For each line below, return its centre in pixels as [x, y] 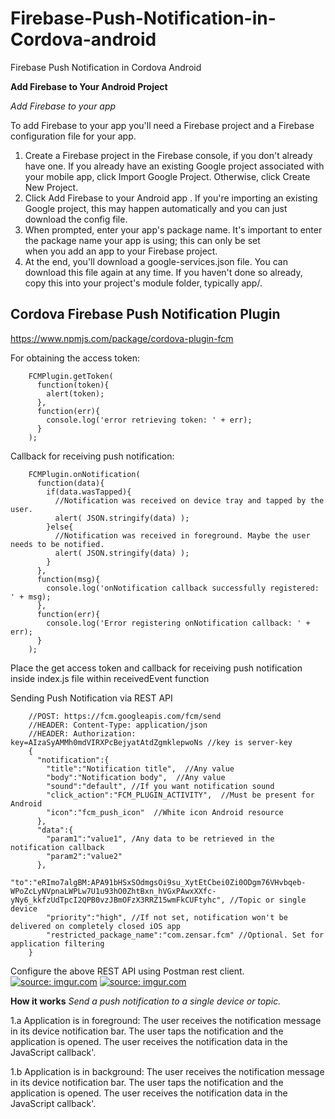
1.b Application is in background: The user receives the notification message [167, 1071]
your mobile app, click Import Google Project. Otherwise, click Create [167, 176]
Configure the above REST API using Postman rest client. [127, 971]
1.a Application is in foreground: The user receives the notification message [166, 1020]
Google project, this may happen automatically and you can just [156, 208]
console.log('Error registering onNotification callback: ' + [178, 623]
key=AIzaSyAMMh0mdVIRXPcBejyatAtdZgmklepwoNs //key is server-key [151, 742]
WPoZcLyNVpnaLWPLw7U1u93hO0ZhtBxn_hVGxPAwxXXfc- [113, 891]
